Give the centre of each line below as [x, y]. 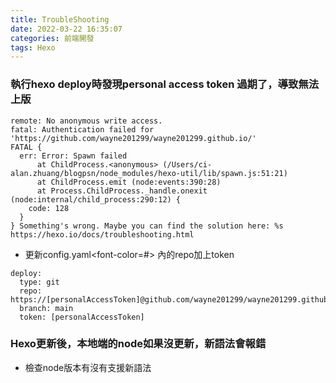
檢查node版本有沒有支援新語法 [88, 367]
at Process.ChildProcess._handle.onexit [122, 191]
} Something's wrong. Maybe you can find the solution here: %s [147, 226]
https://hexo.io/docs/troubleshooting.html [102, 234]
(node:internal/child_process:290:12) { [96, 199]
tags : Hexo [33, 47]
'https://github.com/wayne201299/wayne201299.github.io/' [133, 138]
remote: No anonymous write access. [86, 121]
